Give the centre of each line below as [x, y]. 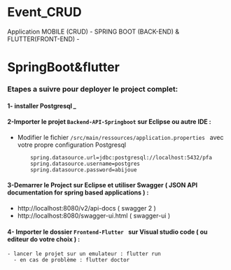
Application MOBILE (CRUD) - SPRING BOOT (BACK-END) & [93, 31]
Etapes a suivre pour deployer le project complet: [93, 90]
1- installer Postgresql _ [42, 106]
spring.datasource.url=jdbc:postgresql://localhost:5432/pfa [121, 157]
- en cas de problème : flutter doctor [72, 260]
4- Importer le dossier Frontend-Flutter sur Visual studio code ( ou [107, 232]
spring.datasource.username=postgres [85, 164]
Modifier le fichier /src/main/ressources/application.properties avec [120, 137]
